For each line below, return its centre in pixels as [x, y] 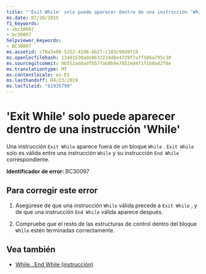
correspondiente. [28, 159]
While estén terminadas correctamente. [65, 230]
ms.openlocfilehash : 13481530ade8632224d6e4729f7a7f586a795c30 [89, 58]
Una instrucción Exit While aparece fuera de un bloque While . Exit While [100, 146]
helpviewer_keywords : [34, 40]
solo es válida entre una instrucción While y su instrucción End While [93, 153]
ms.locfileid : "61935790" [39, 86]
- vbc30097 [20, 29]
